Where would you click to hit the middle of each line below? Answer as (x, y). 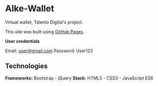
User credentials (22, 41)
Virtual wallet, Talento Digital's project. (44, 22)
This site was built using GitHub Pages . (45, 31)
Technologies (27, 66)
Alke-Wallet (30, 9)
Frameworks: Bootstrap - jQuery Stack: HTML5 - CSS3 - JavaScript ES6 (79, 78)
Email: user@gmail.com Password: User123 (49, 51)
